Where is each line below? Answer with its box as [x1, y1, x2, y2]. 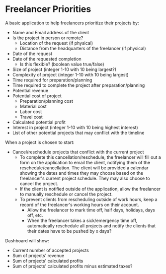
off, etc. [27, 212, 43, 218]
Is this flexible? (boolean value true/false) [19, 61, 104, 67]
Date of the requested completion [12, 56, 82, 62]
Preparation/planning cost [19, 98, 74, 104]
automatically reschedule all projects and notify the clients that [27, 222, 156, 229]
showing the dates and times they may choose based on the [19, 170, 143, 176]
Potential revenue [12, 87, 49, 93]
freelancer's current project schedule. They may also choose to [19, 175, 150, 181]
